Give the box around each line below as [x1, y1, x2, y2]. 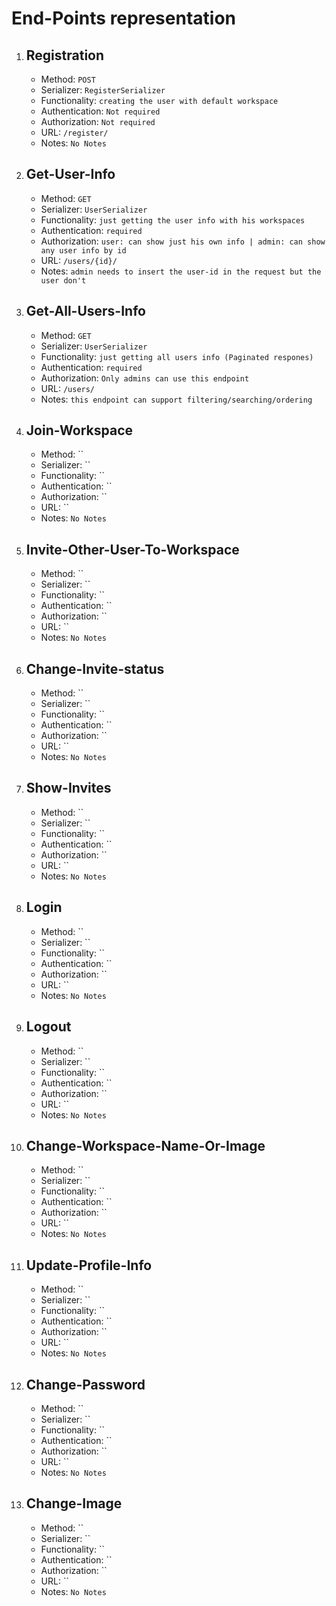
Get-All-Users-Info [25, 303, 146, 320]
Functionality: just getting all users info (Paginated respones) [40, 350, 314, 362]
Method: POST [40, 73, 96, 85]
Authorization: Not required [40, 116, 156, 127]
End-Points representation [11, 7, 236, 30]
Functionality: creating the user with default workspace [40, 95, 279, 106]
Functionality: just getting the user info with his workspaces [40, 213, 306, 226]
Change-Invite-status [25, 660, 165, 677]
